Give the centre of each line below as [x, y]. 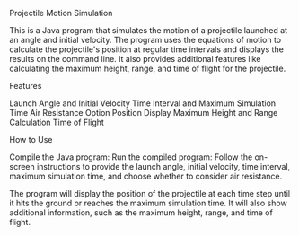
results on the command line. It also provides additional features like [135, 59]
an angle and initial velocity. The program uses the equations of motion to [145, 40]
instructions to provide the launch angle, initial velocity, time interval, [163, 166]
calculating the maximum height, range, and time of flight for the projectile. [148, 68]
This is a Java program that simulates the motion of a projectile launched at [149, 30]
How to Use [31, 140]
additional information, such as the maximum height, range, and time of [141, 213]
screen [22, 166]
